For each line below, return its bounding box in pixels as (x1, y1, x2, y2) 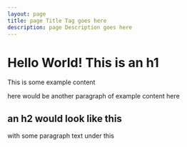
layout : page (7, 10, 46, 18)
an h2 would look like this (7, 112, 123, 125)
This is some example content (7, 78, 96, 86)
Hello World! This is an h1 (7, 54, 159, 71)
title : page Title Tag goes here (7, 17, 107, 24)
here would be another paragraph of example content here (7, 92, 180, 101)
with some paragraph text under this (7, 131, 114, 140)
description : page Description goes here (7, 24, 133, 31)
